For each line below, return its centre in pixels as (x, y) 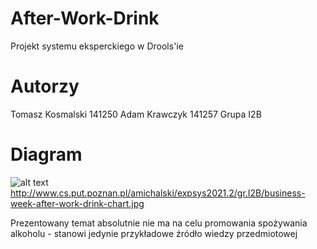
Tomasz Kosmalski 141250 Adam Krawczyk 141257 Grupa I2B (136, 114)
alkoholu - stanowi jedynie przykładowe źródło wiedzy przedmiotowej (154, 233)
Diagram (46, 154)
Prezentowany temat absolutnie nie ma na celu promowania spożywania (159, 223)
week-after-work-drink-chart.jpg (77, 203)
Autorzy (45, 86)
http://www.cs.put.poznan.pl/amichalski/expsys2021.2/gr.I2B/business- (158, 193)
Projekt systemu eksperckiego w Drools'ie (97, 46)
